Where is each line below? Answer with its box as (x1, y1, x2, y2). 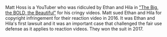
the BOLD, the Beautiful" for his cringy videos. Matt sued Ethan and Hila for (5, 10, 162, 16)
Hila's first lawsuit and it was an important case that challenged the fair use (5, 20, 162, 26)
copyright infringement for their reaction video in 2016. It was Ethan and (5, 15, 155, 21)
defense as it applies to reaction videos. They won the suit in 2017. (5, 26, 144, 32)
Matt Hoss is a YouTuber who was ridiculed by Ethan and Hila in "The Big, (5, 5, 158, 10)
